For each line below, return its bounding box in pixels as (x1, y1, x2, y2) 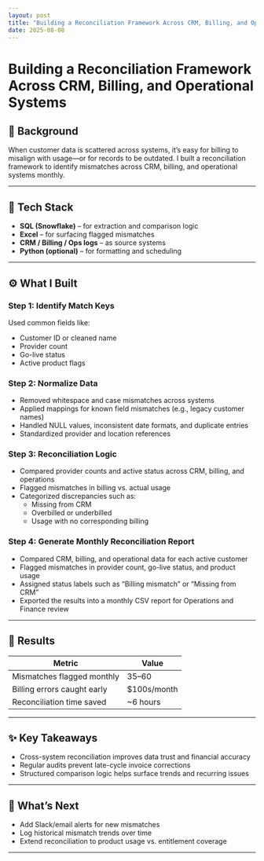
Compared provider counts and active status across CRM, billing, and (19, 467, 245, 476)
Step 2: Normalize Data (8, 378, 98, 389)
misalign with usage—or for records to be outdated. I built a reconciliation (8, 154, 246, 163)
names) (19, 412, 45, 422)
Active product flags (19, 358, 86, 368)
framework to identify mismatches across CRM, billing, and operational (8, 162, 238, 171)
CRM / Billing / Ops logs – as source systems (19, 238, 167, 247)
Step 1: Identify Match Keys (8, 300, 115, 311)
